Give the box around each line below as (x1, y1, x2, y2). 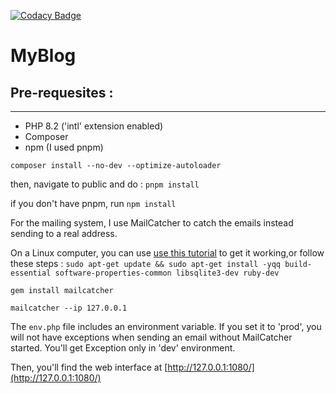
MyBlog (10, 45, 77, 67)
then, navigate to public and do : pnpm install (10, 178, 200, 190)
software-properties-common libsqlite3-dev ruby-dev (54, 268, 280, 278)
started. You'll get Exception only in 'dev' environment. (10, 342, 236, 354)
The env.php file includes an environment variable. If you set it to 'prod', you (10, 321, 322, 332)
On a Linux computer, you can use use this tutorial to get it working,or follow (10, 247, 325, 259)
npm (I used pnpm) (24, 141, 104, 153)
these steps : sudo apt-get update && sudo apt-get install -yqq (10, 258, 281, 269)
